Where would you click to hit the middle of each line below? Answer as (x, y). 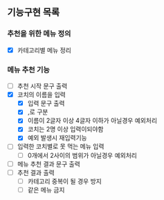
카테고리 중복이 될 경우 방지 (64, 181)
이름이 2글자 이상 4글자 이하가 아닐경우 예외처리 (92, 121)
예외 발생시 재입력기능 (57, 138)
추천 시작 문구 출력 (42, 86)
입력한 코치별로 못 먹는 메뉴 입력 (61, 146)
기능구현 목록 (34, 12)
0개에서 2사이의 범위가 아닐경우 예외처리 (82, 155)
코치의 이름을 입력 (41, 94)
